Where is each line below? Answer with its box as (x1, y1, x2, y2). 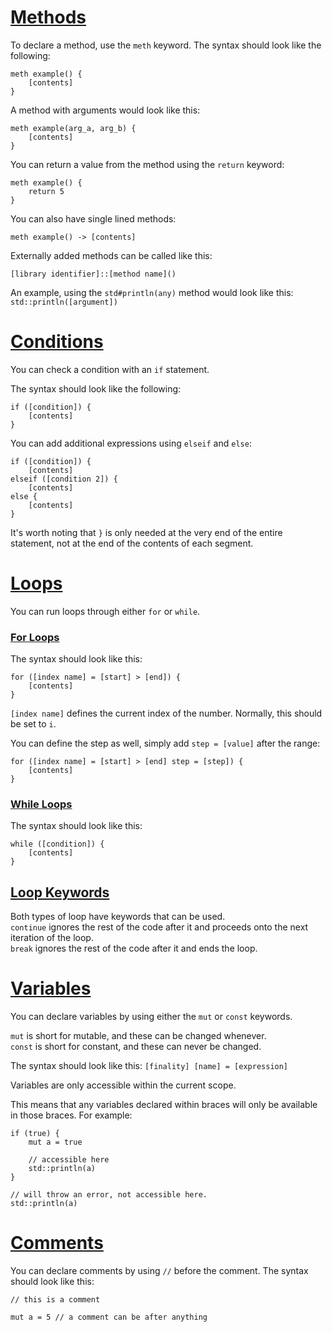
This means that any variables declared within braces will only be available (10, 1099, 318, 1111)
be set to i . (10, 718, 57, 730)
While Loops (10, 797, 73, 811)
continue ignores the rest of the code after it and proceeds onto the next (10, 921, 309, 933)
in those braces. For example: (10, 1109, 133, 1121)
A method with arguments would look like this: (10, 104, 201, 116)
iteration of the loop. (10, 932, 94, 944)
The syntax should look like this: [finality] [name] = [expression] (10, 1060, 289, 1072)
